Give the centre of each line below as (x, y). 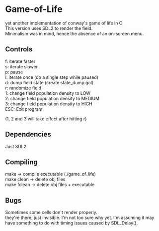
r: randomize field (23, 88)
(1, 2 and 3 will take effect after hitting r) (46, 119)
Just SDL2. (16, 146)
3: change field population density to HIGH (49, 104)
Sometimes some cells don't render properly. (51, 213)
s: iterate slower (22, 66)
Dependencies (28, 134)
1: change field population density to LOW (48, 93)
